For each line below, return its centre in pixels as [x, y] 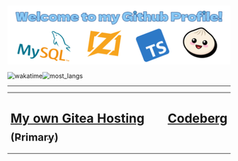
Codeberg [198, 118]
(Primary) [34, 137]
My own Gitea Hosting [78, 118]
